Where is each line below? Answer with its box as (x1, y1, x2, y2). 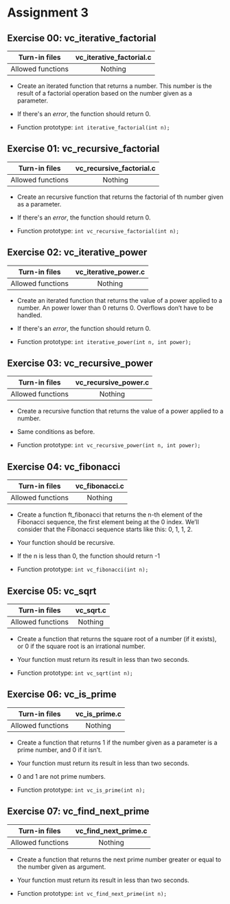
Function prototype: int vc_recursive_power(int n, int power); (16, 441, 201, 449)
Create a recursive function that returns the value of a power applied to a (16, 407, 224, 416)
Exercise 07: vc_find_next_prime (7, 806, 150, 817)
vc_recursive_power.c (75, 378, 150, 387)
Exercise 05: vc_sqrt (7, 585, 97, 596)
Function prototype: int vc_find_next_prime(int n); (16, 889, 167, 897)
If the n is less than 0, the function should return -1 (16, 552, 160, 560)
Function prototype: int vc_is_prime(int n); (16, 786, 146, 794)
